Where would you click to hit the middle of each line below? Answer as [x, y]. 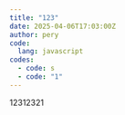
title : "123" [34, 18]
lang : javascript [51, 52]
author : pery [34, 34]
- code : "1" [41, 77]
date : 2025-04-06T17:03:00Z [63, 26]
